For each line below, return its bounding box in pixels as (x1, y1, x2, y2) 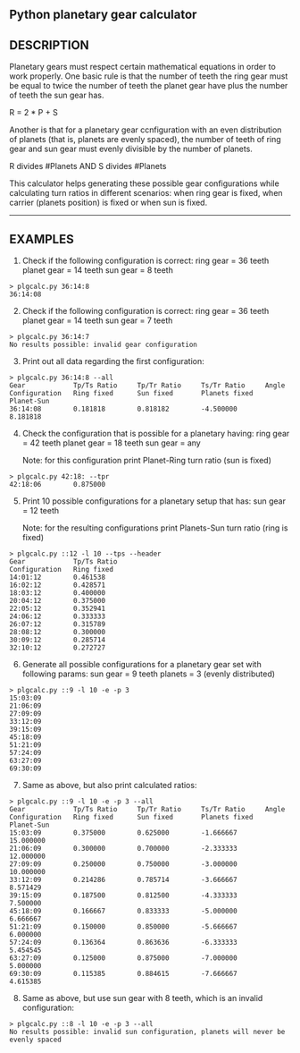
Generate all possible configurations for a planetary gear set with (21, 659, 262, 670)
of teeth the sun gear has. (9, 89, 104, 101)
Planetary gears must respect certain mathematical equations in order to (9, 62, 277, 72)
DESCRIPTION (9, 38, 89, 53)
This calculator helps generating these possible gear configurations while (9, 178, 279, 189)
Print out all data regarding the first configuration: (21, 356, 205, 367)
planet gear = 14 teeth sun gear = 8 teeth (21, 265, 174, 276)
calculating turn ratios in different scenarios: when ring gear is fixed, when (9, 188, 283, 199)
